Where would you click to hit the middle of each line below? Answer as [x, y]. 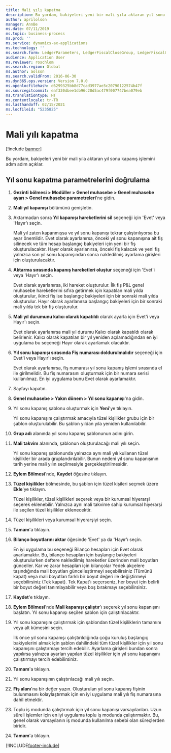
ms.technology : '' [25, 48]
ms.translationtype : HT [31, 95]
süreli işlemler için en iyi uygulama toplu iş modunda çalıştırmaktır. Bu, [86, 715]
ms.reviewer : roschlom [30, 62]
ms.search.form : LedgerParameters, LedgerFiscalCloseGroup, [71, 52]
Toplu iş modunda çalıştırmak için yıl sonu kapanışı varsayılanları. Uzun [87, 709]
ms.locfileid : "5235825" [32, 110]
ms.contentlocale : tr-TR [32, 100]
